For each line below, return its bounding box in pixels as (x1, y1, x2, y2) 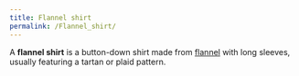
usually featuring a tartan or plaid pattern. (9, 56, 166, 67)
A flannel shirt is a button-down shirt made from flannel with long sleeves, (9, 46, 291, 57)
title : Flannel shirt (9, 13, 92, 23)
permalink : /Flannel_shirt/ (9, 22, 117, 31)
